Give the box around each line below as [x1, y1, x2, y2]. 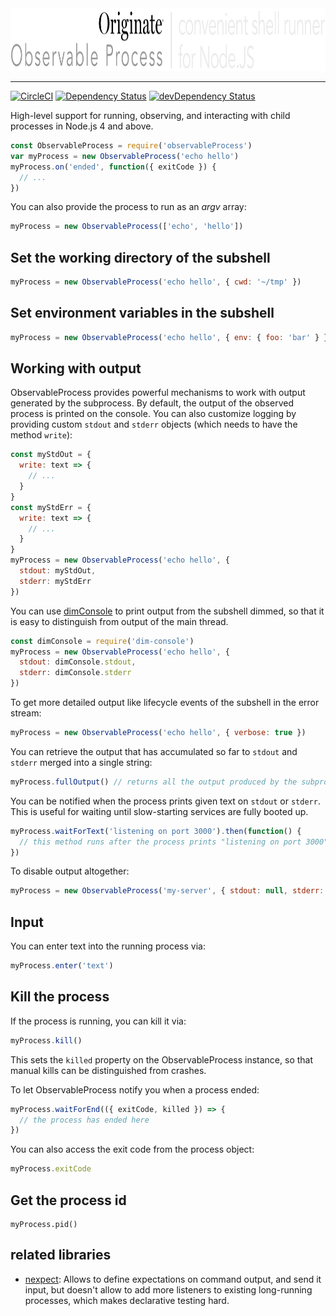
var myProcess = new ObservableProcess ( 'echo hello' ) [10, 151, 240, 161]
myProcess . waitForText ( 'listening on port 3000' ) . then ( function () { [10, 826, 302, 836]
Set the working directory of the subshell [10, 249, 271, 266]
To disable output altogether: [10, 865, 130, 877]
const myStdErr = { [10, 502, 92, 512]
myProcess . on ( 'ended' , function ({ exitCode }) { [10, 162, 217, 172]
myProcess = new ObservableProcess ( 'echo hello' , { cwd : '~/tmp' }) [10, 277, 302, 287]
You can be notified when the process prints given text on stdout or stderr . [10, 795, 321, 807]
